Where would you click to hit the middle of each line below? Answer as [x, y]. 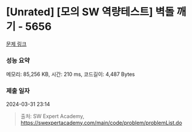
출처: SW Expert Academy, [52, 116]
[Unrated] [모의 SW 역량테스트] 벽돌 [90, 12]
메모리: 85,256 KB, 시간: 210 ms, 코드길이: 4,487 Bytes [70, 74]
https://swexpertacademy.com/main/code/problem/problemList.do [101, 123]
